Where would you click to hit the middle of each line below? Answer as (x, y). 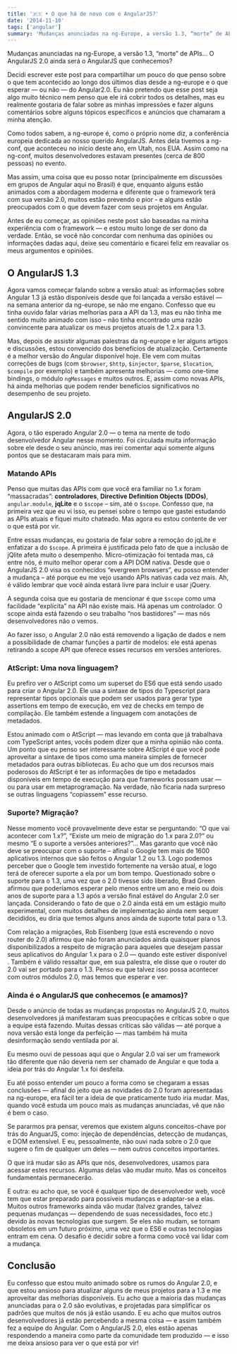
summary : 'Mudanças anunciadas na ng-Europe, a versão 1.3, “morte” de (115, 34)
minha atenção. (30, 120)
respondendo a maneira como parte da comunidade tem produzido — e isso (118, 1335)
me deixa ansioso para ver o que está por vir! (73, 1343)
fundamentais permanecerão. (50, 1178)
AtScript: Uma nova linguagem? (63, 668)
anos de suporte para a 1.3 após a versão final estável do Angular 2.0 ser (114, 895)
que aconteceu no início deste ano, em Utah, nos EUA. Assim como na (126, 148)
